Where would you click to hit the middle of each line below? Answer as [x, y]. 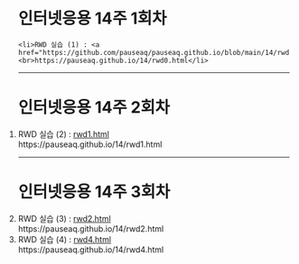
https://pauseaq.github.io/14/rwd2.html [91, 228]
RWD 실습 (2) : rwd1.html [64, 134]
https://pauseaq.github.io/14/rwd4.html [91, 250]
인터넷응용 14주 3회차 [94, 192]
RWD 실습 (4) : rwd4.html [64, 239]
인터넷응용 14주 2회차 [93, 108]
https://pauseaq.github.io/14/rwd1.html [90, 144]
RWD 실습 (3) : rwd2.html [64, 218]
